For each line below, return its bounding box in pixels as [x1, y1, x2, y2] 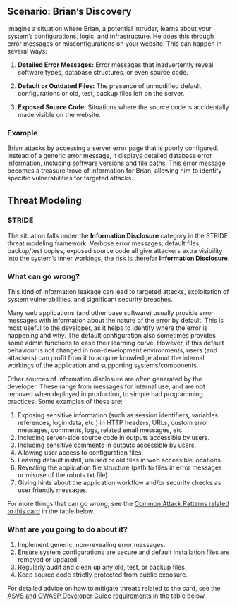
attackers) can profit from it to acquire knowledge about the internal [7, 354, 205, 362]
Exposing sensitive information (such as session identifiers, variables [17, 411, 219, 419]
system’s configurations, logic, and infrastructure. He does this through [7, 32, 214, 40]
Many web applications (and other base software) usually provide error [7, 309, 214, 317]
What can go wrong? [7, 271, 80, 281]
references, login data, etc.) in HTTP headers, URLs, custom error [17, 419, 209, 427]
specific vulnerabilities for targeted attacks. [7, 174, 134, 183]
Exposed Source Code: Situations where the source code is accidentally [17, 102, 229, 111]
